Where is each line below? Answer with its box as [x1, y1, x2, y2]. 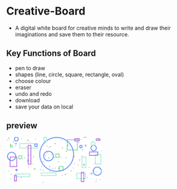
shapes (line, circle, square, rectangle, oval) [14, 71, 124, 78]
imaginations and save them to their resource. [14, 30, 129, 38]
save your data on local [14, 103, 74, 110]
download [14, 96, 40, 104]
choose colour [14, 77, 51, 84]
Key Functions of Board [6, 48, 96, 59]
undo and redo [14, 90, 53, 98]
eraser [14, 84, 31, 91]
